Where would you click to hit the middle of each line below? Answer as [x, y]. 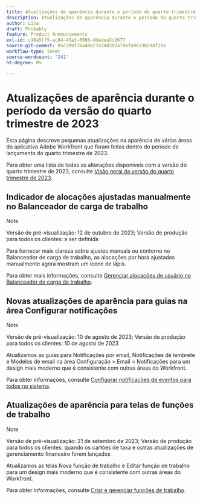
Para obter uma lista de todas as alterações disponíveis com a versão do [97, 165]
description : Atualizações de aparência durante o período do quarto [96, 18]
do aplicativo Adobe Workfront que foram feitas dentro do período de [93, 147]
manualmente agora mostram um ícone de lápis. [66, 264]
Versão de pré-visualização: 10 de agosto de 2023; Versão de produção [96, 337]
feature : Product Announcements [47, 35]
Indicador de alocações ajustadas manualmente [99, 197]
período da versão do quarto [79, 111]
